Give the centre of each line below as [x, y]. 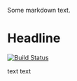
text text [19, 71]
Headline [34, 38]
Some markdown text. [39, 10]
